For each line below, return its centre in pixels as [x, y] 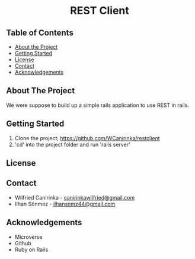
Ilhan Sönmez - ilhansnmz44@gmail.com [65, 204]
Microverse [28, 237]
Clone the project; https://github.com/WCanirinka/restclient [87, 138]
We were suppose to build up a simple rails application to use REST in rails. [98, 105]
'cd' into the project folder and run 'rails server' [72, 144]
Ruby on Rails [31, 249]
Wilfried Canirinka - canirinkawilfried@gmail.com [75, 197]
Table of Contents [40, 32]
